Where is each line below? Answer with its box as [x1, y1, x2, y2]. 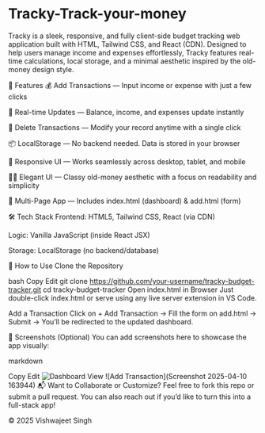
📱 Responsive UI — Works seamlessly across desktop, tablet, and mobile [8, 156, 246, 167]
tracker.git [8, 285, 42, 294]
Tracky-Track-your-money [8, 5, 187, 23]
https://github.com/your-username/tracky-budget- [89, 276, 255, 285]
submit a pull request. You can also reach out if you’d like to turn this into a [8, 392, 252, 401]
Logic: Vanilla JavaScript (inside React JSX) [8, 230, 150, 239]
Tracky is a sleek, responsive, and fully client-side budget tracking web [8, 31, 240, 40]
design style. [32, 64, 74, 74]
